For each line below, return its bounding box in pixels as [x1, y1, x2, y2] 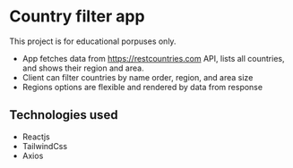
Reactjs [22, 131, 51, 142]
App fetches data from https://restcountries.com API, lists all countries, [22, 53, 285, 63]
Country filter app [9, 6, 145, 27]
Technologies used [9, 107, 118, 122]
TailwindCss [22, 140, 68, 151]
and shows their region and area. [22, 63, 145, 73]
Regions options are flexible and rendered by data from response [22, 81, 263, 92]
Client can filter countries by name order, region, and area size [22, 71, 254, 82]
